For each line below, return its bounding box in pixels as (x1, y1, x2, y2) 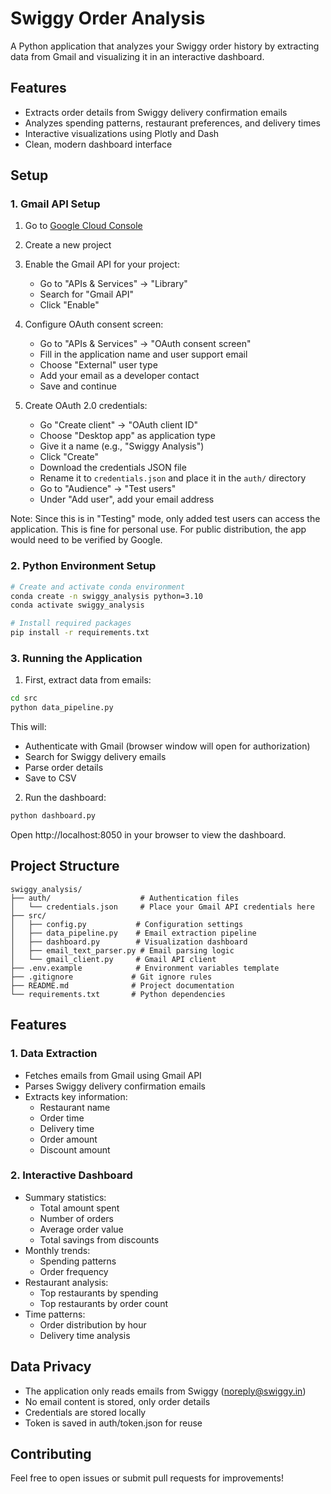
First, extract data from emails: (24, 674, 152, 686)
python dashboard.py (10, 811, 97, 821)
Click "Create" (39, 451, 100, 463)
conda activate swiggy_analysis (10, 600, 145, 611)
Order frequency (39, 1265, 109, 1277)
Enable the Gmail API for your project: (24, 258, 180, 271)
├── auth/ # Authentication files (10, 893, 240, 903)
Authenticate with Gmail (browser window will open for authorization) (24, 740, 311, 752)
